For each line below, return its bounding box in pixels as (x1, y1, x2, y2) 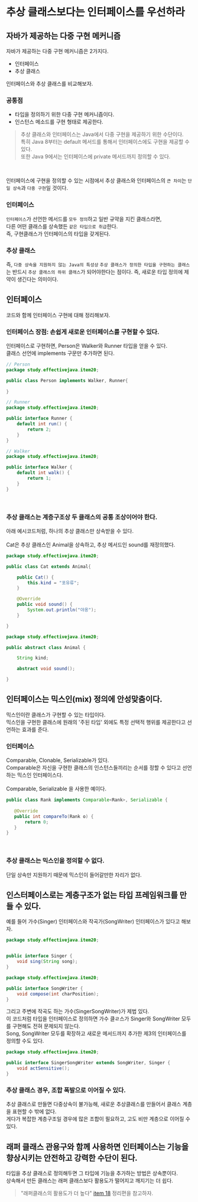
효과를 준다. (21, 726, 49, 733)
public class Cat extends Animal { (6, 563, 92, 570)
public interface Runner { (6, 415, 73, 422)
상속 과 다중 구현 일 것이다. (12, 185, 69, 192)
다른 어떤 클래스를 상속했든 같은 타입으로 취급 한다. (6, 222, 118, 230)
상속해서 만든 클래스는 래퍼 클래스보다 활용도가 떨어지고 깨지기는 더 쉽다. (6, 1177, 173, 1184)
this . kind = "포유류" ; (27, 580, 80, 586)
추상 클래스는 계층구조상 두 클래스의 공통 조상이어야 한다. (6, 513, 158, 521)
